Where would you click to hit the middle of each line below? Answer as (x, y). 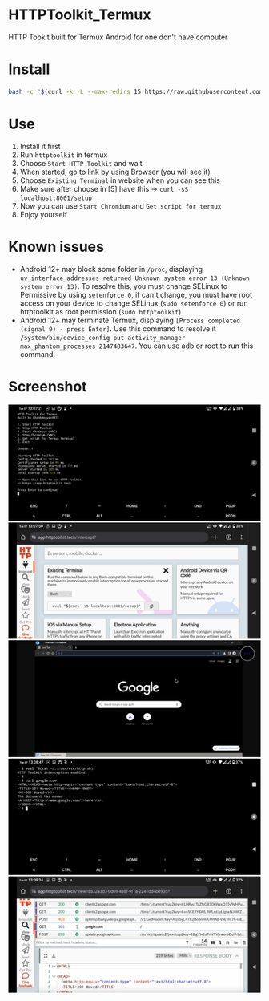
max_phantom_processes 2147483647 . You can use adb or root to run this (137, 346)
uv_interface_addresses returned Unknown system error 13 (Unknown (134, 278)
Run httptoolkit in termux (64, 155)
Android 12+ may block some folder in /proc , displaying (111, 269)
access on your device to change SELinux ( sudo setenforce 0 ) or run (134, 303)
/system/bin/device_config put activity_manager (102, 338)
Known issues (56, 247)
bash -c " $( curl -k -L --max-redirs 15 (75, 91)
